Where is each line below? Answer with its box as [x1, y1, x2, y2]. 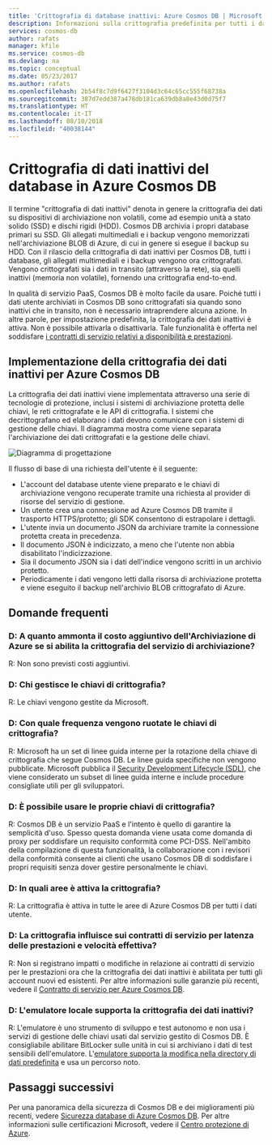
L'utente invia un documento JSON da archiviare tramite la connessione [19, 522, 259, 532]
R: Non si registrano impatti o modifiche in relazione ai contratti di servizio [8, 958, 255, 968]
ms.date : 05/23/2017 [8, 72, 79, 80]
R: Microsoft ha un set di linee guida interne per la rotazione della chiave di [8, 746, 257, 756]
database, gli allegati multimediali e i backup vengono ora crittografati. [8, 255, 243, 265]
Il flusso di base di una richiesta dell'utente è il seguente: [8, 464, 198, 473]
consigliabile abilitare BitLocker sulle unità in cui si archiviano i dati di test [8, 1040, 253, 1049]
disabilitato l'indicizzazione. [19, 548, 113, 558]
